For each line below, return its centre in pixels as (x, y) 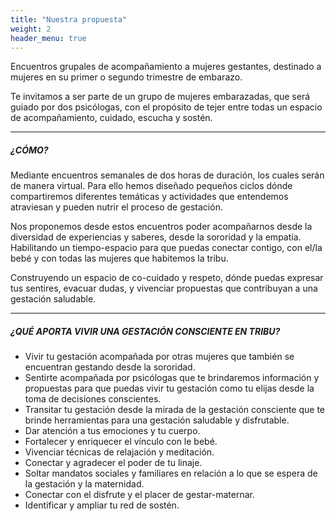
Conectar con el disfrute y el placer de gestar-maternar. (140, 495)
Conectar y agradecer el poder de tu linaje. (113, 463)
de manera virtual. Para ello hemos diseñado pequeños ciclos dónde (151, 186)
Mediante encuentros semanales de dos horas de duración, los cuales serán (167, 175)
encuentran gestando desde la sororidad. (110, 367)
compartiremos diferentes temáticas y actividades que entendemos (149, 197)
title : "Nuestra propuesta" (69, 19)
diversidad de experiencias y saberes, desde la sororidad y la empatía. (156, 237)
